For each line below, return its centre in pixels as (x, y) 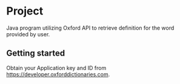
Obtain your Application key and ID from (56, 68)
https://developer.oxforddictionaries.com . (58, 74)
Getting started (36, 53)
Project (25, 11)
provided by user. (28, 34)
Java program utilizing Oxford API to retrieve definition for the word (90, 28)
